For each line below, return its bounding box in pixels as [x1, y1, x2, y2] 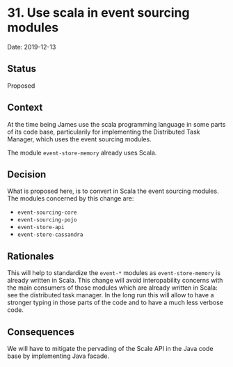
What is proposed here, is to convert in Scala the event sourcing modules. [7, 187, 219, 196]
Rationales [7, 250, 54, 262]
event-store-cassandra [17, 231, 83, 238]
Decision [7, 169, 47, 180]
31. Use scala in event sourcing [7, 5, 190, 21]
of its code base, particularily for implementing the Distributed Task [7, 127, 200, 136]
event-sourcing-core [17, 209, 77, 217]
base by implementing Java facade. [7, 352, 110, 360]
